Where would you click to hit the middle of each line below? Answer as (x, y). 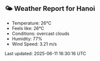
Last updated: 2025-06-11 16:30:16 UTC (46, 53)
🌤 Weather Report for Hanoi (50, 9)
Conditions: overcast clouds (41, 33)
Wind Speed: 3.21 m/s (34, 44)
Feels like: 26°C (28, 28)
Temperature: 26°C (32, 23)
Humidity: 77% (27, 38)
